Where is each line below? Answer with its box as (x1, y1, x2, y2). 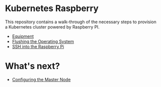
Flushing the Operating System (12, 38, 74, 44)
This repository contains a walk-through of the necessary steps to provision (5, 19, 157, 25)
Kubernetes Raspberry (5, 3, 99, 14)
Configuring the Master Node (12, 76, 71, 82)
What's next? (5, 61, 60, 72)
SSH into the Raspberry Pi (12, 43, 64, 49)
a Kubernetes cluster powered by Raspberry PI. (5, 24, 100, 29)
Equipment (12, 33, 34, 39)
